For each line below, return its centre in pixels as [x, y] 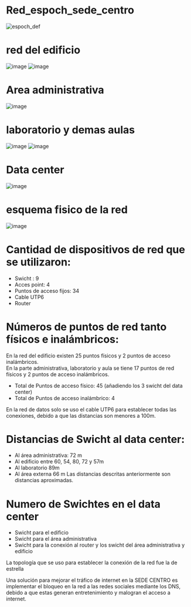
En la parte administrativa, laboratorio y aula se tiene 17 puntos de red [90, 368]
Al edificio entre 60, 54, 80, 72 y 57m [59, 462]
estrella [15, 569]
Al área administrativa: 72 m [48, 455]
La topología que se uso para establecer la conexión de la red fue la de [92, 562]
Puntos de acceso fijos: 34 [47, 291]
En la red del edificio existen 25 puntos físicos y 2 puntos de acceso [88, 356]
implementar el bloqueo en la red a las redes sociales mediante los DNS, [93, 586]
